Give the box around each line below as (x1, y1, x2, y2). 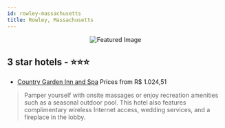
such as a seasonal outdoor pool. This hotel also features (23, 98, 186, 107)
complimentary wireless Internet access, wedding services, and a (23, 106, 211, 114)
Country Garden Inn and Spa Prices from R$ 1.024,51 (17, 78, 167, 86)
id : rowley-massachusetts (7, 10, 81, 17)
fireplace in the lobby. (23, 113, 86, 121)
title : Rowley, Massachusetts (7, 17, 94, 23)
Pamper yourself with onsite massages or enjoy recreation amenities (23, 91, 219, 100)
